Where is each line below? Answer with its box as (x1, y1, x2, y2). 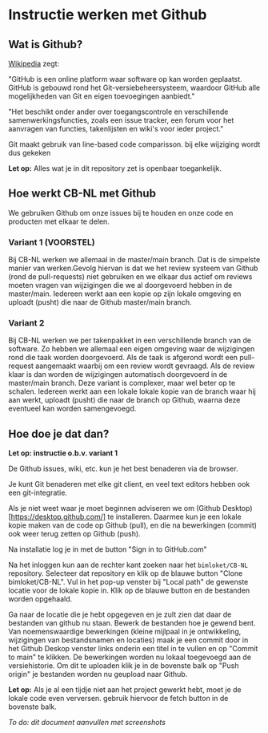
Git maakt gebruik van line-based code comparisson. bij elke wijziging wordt (8, 140, 261, 149)
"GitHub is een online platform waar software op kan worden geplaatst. (8, 75, 242, 83)
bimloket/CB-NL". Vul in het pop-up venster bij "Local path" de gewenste (8, 577, 249, 587)
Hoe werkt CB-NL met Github (8, 187, 156, 200)
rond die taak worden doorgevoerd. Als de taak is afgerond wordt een (8, 353, 238, 362)
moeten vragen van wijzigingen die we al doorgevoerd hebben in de (8, 281, 233, 290)
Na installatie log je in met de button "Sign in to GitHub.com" (8, 545, 208, 554)
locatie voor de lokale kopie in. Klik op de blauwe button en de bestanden (8, 585, 250, 595)
